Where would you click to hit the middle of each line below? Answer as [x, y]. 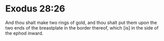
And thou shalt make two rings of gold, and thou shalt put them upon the [81, 22]
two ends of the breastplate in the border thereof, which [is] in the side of [82, 27]
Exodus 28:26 [35, 9]
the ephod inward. [24, 33]
